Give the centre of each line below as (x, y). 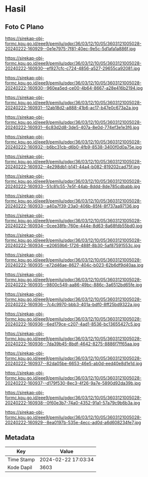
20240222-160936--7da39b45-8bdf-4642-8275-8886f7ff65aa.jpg (72, 344)
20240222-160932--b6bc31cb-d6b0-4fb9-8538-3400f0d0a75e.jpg (73, 147)
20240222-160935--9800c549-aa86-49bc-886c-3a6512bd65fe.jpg (74, 285)
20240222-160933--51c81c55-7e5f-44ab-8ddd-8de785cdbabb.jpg (73, 186)
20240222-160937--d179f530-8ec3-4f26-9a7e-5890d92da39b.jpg (73, 383)
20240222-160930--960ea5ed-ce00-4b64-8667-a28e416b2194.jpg (74, 88)
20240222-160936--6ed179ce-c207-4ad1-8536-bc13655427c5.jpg (73, 324)
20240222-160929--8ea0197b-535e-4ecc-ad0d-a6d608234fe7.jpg (73, 423)
